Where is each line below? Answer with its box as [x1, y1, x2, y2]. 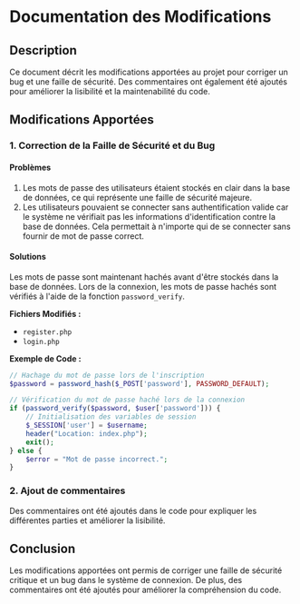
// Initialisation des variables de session [25, 412, 197, 421]
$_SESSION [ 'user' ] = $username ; [25, 421, 148, 431]
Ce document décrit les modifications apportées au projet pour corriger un [9, 66, 288, 77]
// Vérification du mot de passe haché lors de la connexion [9, 395, 246, 405]
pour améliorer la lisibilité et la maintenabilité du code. [9, 86, 210, 96]
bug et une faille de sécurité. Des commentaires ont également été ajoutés [9, 76, 288, 87]
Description [9, 43, 77, 58]
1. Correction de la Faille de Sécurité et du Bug [9, 139, 216, 152]
